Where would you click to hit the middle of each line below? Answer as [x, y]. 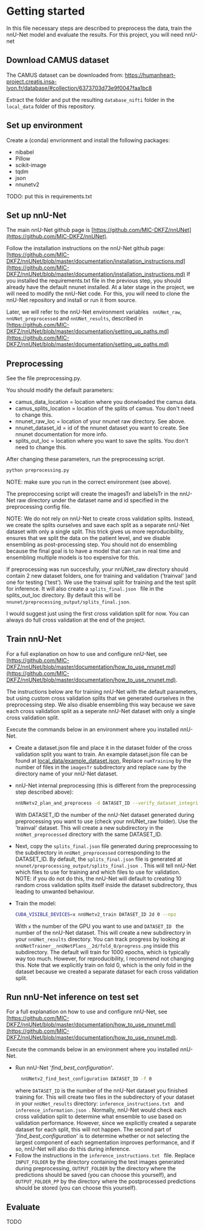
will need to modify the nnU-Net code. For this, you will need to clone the [98, 293]
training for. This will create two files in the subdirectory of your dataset [105, 1097]
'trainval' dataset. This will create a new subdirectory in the [89, 827]
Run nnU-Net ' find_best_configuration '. [64, 1068]
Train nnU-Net [34, 639]
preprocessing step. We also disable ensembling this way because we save [101, 704]
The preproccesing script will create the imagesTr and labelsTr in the [92, 494]
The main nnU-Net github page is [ [50, 230]
